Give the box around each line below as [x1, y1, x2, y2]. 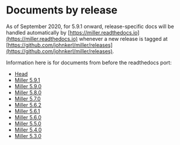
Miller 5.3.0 [14, 132, 42, 139]
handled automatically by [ [6, 29, 70, 36]
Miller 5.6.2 [14, 101, 42, 108]
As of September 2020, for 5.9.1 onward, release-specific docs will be [6, 23, 174, 30]
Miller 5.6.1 [14, 108, 40, 115]
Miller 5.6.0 [14, 113, 42, 120]
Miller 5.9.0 [14, 82, 42, 89]
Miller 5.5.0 [14, 120, 42, 127]
